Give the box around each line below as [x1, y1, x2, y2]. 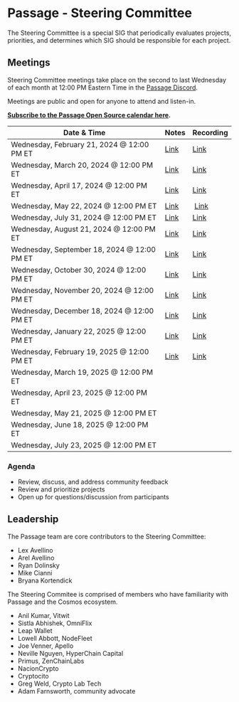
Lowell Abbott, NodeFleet [17, 634, 92, 642]
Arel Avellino [17, 553, 55, 562]
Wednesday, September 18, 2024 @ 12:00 [11, 244, 156, 254]
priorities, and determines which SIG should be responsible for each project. [7, 36, 231, 44]
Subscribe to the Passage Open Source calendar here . [7, 110, 171, 119]
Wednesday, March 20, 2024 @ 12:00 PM [11, 160, 154, 170]
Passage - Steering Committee [7, 5, 192, 21]
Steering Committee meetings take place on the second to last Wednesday [7, 75, 226, 84]
